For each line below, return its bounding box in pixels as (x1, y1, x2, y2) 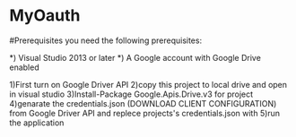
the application (9, 117, 65, 128)
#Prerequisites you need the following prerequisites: (9, 35, 203, 46)
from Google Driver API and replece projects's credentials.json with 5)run (9, 107, 281, 118)
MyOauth (9, 5, 81, 26)
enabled (9, 62, 39, 73)
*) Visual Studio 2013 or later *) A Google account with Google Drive (9, 52, 262, 63)
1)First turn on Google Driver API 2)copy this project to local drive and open (9, 79, 288, 90)
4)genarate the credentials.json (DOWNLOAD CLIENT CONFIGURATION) (9, 98, 277, 108)
